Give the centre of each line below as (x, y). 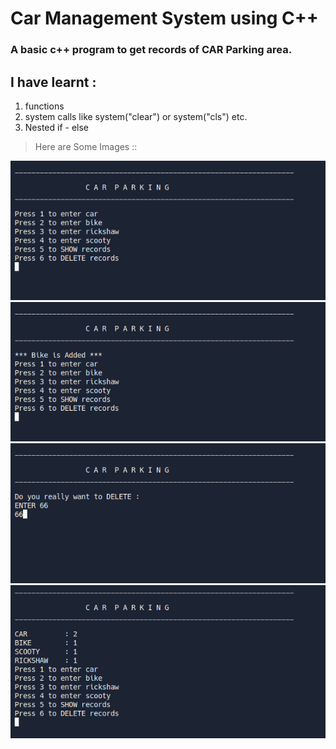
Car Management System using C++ (164, 18)
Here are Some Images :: (86, 146)
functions (44, 106)
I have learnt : (53, 82)
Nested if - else (57, 127)
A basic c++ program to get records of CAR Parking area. (151, 50)
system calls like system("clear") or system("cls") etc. (136, 116)
